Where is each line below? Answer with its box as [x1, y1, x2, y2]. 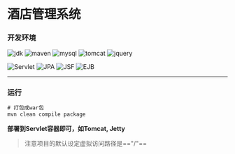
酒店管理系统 [7, 6, 82, 22]
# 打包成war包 [7, 104, 44, 111]
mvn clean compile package [7, 111, 86, 118]
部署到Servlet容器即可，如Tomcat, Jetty [7, 124, 126, 132]
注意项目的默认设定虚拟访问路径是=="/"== [24, 139, 147, 147]
